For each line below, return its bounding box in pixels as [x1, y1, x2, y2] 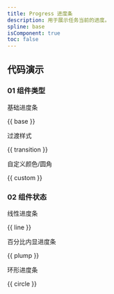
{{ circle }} [7, 279, 37, 288]
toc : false [7, 36, 39, 43]
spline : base [7, 23, 45, 30]
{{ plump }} [7, 252, 40, 260]
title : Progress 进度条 [7, 10, 73, 17]
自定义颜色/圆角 [7, 159, 53, 168]
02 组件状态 [7, 192, 47, 202]
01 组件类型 [7, 86, 46, 96]
